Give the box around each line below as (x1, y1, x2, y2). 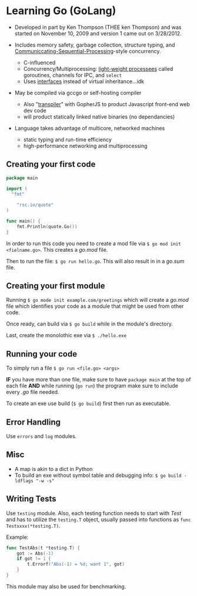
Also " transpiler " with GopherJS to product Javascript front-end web (23, 100, 190, 107)
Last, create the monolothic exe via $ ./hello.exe (6, 332, 127, 339)
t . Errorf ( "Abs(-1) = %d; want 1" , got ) (27, 561, 125, 567)
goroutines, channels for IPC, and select (23, 71, 122, 78)
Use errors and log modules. (6, 433, 77, 440)
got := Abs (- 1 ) (16, 550, 54, 557)
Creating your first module (6, 281, 105, 291)
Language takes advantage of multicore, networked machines (14, 124, 165, 131)
